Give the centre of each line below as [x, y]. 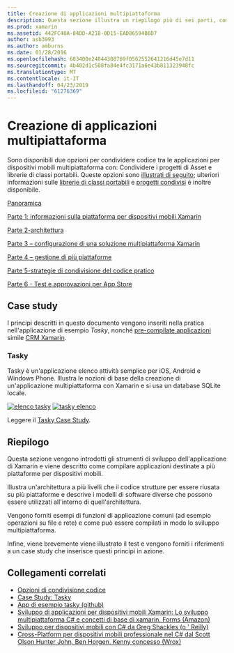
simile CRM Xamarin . [37, 337]
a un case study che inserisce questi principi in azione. [86, 551]
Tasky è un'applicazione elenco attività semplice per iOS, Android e [104, 371]
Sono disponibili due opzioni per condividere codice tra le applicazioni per [114, 160]
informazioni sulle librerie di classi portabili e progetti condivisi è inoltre [109, 183]
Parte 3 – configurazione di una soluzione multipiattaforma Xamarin [104, 244]
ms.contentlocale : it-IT [43, 78]
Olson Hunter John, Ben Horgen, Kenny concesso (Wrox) [99, 641]
